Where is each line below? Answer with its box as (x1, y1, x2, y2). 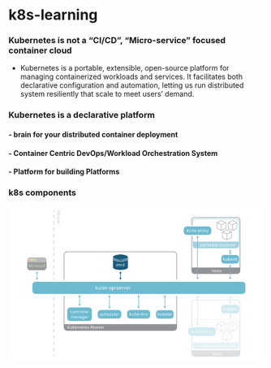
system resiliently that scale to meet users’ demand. (19, 89, 195, 99)
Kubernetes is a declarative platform (8, 110, 156, 121)
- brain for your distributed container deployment (8, 130, 179, 139)
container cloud (8, 45, 72, 56)
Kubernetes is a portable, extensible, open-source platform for (19, 63, 230, 73)
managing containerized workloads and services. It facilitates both (19, 71, 243, 82)
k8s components (8, 187, 77, 198)
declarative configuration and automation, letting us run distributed (19, 80, 244, 90)
